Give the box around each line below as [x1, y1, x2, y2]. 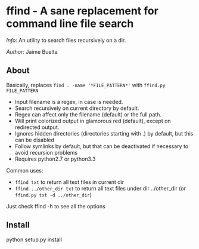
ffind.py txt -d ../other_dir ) [14, 191, 92, 198]
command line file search [6, 17, 134, 30]
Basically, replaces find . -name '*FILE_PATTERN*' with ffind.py [6, 81, 166, 88]
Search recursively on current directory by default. [14, 104, 139, 112]
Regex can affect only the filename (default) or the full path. [14, 110, 162, 118]
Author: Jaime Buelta [6, 48, 58, 55]
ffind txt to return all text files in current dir [14, 178, 125, 186]
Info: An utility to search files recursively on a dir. [6, 36, 126, 44]
